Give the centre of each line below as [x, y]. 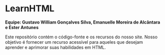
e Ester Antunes [22, 27]
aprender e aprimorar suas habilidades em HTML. [55, 47]
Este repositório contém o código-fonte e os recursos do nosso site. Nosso [81, 37]
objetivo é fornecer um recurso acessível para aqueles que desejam [74, 42]
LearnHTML [30, 9]
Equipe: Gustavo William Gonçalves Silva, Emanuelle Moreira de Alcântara [83, 22]
